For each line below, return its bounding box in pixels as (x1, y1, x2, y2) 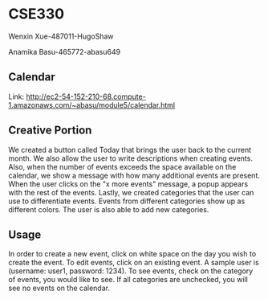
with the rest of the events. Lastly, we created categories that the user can (8, 187, 254, 197)
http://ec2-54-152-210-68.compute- (26, 92, 146, 101)
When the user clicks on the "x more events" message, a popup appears (8, 178, 249, 189)
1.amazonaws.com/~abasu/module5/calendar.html (8, 100, 175, 109)
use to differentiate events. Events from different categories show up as (8, 196, 246, 206)
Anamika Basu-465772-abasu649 (8, 47, 121, 56)
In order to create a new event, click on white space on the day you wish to (8, 249, 257, 259)
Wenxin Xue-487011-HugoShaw (8, 31, 114, 41)
